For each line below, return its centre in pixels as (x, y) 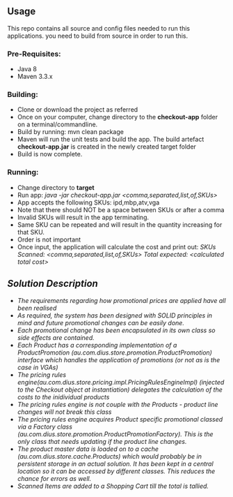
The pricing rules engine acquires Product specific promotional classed (120, 419)
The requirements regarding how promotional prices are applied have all (121, 300)
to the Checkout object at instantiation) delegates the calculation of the (120, 390)
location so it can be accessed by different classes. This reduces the (116, 471)
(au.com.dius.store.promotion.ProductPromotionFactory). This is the (115, 434)
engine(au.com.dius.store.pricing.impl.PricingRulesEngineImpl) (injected (121, 382)
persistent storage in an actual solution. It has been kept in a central (115, 463)
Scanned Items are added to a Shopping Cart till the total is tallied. (113, 486)
